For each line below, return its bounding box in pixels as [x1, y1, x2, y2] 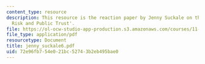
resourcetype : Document [6, 37, 67, 43]
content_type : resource [6, 9, 67, 15]
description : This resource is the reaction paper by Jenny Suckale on [6, 15, 192, 21]
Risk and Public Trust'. [12, 20, 75, 26]
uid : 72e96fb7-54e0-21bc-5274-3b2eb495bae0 [6, 49, 119, 55]
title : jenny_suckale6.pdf [6, 43, 75, 49]
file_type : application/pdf [6, 32, 78, 38]
